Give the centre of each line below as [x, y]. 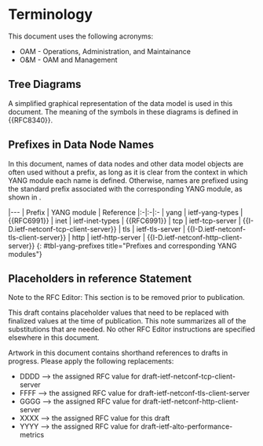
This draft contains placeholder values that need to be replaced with [119, 313]
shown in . [25, 197]
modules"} [25, 254]
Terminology [50, 15]
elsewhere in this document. [54, 338]
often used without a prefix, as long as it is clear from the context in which [128, 172]
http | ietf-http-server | [108, 237]
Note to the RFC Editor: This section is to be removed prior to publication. [126, 298]
